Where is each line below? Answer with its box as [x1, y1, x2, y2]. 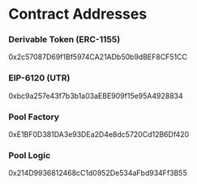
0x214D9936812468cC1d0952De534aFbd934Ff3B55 [8, 168, 188, 178]
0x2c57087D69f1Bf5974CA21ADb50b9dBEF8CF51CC [8, 52, 188, 62]
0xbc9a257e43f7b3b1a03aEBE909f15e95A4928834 [8, 91, 184, 101]
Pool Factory [8, 111, 59, 122]
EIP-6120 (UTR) [8, 72, 71, 83]
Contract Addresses [8, 5, 148, 24]
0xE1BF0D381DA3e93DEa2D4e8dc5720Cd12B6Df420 [8, 130, 190, 139]
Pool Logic [8, 150, 51, 160]
